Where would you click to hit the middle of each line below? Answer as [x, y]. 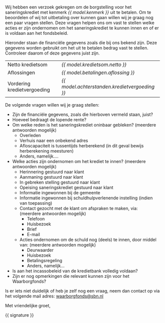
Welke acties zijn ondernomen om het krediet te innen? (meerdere [79, 161]
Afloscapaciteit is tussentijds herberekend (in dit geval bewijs [82, 146]
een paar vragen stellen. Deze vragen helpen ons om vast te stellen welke [80, 23]
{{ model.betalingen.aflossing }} [98, 72]
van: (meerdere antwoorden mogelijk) [58, 245]
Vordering [19, 84]
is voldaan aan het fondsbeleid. [37, 33]
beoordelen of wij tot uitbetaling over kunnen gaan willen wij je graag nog [79, 17]
